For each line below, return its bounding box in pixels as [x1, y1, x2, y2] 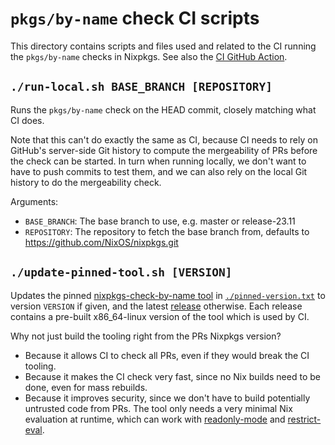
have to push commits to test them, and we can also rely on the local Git [10, 165, 308, 177]
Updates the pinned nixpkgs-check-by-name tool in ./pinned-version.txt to [10, 289, 326, 301]
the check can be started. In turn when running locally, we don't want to [10, 155, 307, 167]
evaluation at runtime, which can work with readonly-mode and [24, 413, 286, 425]
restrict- [287, 413, 322, 425]
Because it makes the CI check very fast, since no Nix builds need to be [24, 370, 321, 382]
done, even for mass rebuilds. [24, 381, 148, 393]
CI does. [10, 114, 45, 126]
